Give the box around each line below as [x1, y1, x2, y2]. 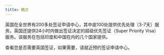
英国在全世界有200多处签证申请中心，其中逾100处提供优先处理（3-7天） [5, 21, 155, 27]
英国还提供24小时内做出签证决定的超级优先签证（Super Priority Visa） [13, 28, 159, 34]
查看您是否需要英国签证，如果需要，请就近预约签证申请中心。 [5, 44, 132, 50]
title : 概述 [5, 7, 28, 12]
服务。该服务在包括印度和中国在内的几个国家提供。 [5, 34, 110, 40]
